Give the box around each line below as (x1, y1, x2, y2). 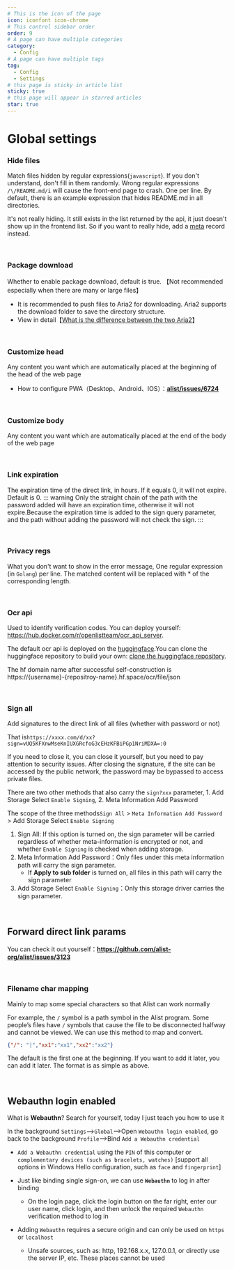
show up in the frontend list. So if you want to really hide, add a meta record (7, 222, 225, 231)
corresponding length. (7, 576, 71, 585)
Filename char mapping (7, 984, 89, 994)
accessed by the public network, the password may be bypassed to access (7, 767, 224, 776)
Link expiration (7, 470, 59, 479)
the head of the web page (7, 370, 81, 378)
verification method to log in (27, 1212, 109, 1220)
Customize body (7, 415, 65, 425)
